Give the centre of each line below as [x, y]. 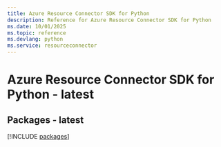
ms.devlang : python [35, 39]
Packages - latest [46, 120]
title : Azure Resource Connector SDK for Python [78, 13]
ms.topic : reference [37, 33]
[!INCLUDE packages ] [38, 136]
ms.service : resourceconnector [52, 46]
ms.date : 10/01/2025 [37, 26]
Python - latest [51, 95]
